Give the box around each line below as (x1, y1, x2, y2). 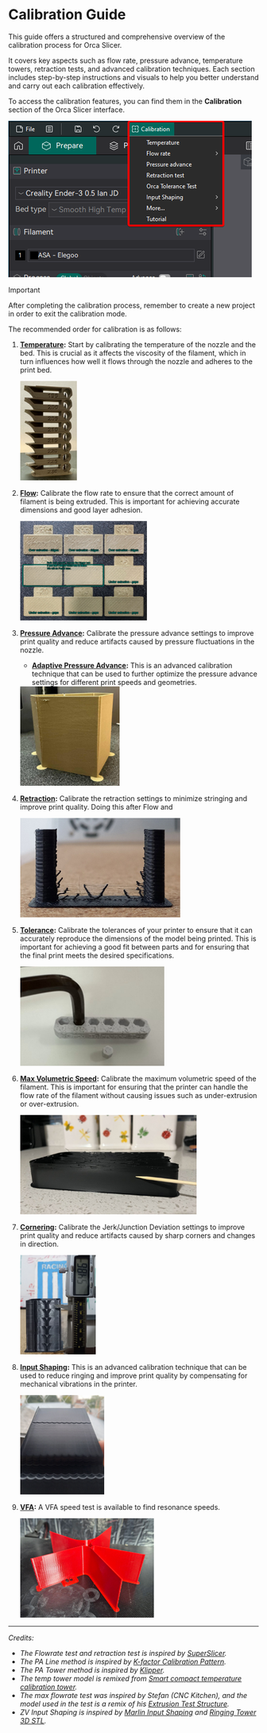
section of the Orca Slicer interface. (8, 105, 126, 114)
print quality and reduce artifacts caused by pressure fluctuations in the (19, 636, 255, 646)
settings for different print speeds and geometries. (31, 677, 197, 687)
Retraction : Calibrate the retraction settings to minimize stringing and (19, 793, 248, 803)
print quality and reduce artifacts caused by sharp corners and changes (19, 1230, 256, 1240)
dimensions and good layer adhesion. (19, 505, 143, 514)
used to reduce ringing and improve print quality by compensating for (19, 1371, 248, 1380)
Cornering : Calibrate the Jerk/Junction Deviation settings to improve (19, 1222, 245, 1232)
